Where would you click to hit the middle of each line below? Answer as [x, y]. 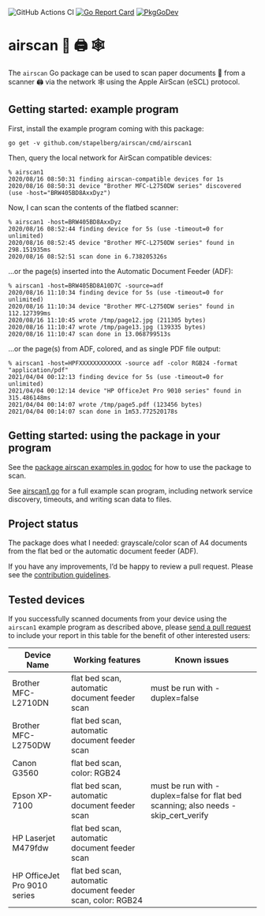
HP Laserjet [34, 839]
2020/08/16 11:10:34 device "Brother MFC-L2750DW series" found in [121, 306]
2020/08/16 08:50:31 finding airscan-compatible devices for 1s [116, 179]
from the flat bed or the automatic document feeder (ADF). [103, 551]
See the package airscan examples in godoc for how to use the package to [130, 467]
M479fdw [30, 848]
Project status [43, 524]
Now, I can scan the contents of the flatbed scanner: [93, 207]
